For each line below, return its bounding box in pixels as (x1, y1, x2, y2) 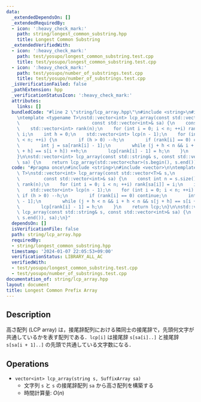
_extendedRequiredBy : (11, 20, 66, 26)
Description (6, 309, 51, 319)
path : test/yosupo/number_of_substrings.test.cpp (17, 70, 144, 76)
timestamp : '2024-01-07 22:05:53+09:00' (11, 248, 114, 255)
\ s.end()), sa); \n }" (17, 215, 71, 221)
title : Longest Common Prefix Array (6, 287, 98, 294)
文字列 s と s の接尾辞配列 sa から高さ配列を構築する (23, 382, 154, 389)
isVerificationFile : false (11, 226, 79, 232)
